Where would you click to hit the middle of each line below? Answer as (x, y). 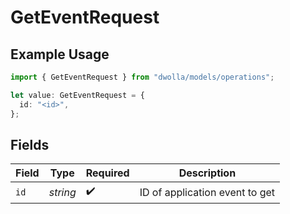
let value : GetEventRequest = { (77, 95)
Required (107, 173)
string (62, 192)
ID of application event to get (207, 192)
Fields (30, 144)
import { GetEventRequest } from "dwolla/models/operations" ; (142, 77)
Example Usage (60, 54)
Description (207, 173)
